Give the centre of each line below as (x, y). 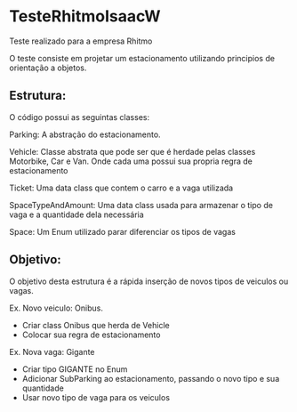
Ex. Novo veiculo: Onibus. (56, 308)
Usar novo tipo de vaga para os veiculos (96, 397)
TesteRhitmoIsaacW (85, 16)
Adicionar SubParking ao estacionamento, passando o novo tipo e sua (151, 378)
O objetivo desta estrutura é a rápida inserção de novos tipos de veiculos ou (149, 281)
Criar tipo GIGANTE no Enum (75, 369)
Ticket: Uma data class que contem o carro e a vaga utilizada (121, 188)
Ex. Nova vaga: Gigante (52, 351)
